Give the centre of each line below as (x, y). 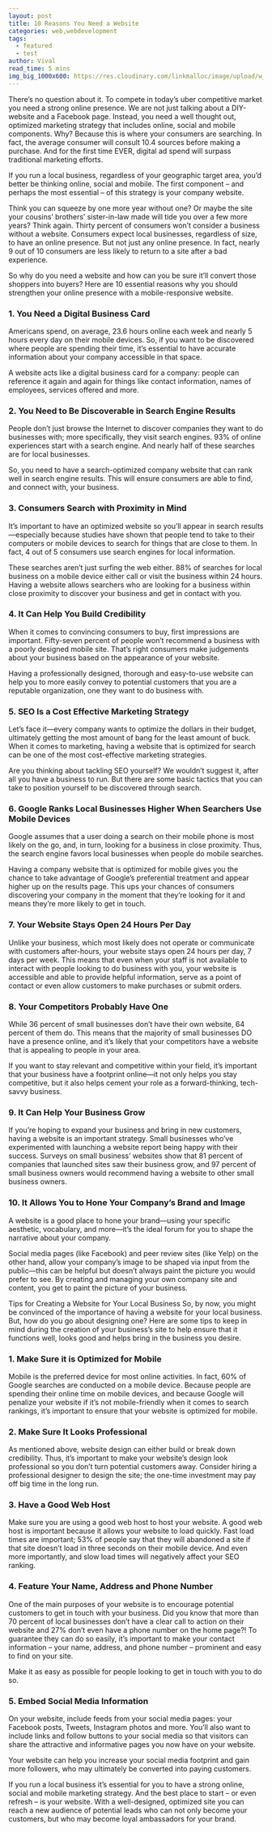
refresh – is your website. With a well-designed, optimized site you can (126, 1802)
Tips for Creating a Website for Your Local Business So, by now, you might (132, 1303)
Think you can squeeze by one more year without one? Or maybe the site (131, 208)
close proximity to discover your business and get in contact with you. (125, 593)
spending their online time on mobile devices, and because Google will (126, 1393)
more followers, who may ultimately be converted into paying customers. (130, 1769)
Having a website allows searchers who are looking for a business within (130, 585)
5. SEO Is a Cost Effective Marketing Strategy (99, 711)
